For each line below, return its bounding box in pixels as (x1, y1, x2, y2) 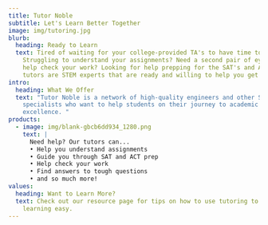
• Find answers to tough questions (29, 168, 148, 176)
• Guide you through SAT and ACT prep (29, 152, 159, 160)
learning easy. (22, 204, 73, 212)
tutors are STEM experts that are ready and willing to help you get (22, 71, 259, 79)
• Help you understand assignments (29, 145, 148, 153)
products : (8, 116, 41, 124)
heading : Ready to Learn (15, 41, 98, 49)
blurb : (8, 34, 30, 42)
